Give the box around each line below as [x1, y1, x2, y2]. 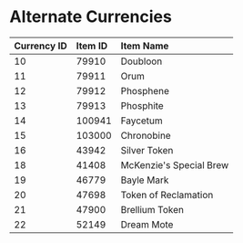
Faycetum [120, 114, 164, 127]
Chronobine [120, 129, 171, 142]
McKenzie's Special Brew [120, 158, 229, 171]
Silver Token [120, 143, 174, 156]
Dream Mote [120, 217, 174, 230]
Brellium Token [120, 203, 185, 216]
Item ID [76, 39, 108, 52]
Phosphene [120, 84, 170, 97]
